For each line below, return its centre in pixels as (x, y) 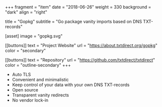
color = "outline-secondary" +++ (38, 65)
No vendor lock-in (30, 100)
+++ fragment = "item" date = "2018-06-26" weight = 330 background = (78, 7)
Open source (25, 90)
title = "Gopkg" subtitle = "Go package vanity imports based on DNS (73, 22)
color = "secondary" (26, 51)
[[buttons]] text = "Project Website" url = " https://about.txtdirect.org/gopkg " (81, 45)
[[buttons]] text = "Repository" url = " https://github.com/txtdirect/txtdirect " (80, 60)
